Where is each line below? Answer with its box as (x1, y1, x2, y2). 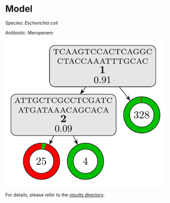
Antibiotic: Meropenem (5, 29, 53, 36)
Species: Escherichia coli (5, 20, 59, 26)
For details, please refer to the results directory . (5, 191, 105, 198)
